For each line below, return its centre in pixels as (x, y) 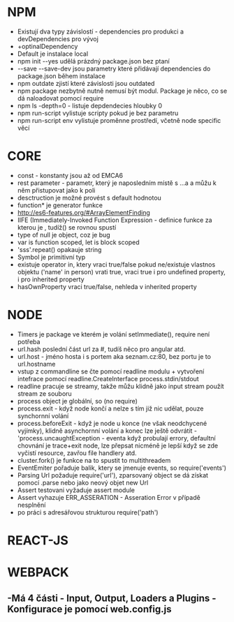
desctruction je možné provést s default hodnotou (89, 198)
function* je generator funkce (60, 205)
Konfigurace (35, 609)
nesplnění (31, 505)
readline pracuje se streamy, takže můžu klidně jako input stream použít (121, 386)
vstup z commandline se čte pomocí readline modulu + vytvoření (111, 371)
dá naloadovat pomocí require (60, 98)
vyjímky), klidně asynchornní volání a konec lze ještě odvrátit (105, 431)
